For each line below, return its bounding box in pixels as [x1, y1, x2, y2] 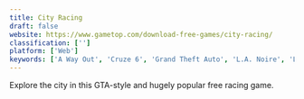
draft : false [9, 22, 59, 31]
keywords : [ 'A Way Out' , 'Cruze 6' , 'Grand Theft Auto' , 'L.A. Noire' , [9, 55, 285, 64]
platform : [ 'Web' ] [9, 47, 79, 56]
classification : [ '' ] [9, 38, 91, 48]
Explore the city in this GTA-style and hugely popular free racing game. [9, 80, 274, 90]
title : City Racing [9, 13, 83, 22]
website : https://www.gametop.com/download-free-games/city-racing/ [9, 30, 273, 39]
